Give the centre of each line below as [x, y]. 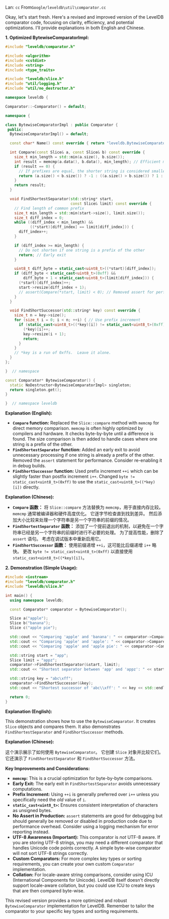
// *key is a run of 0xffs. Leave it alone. [63, 353]
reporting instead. [31, 832]
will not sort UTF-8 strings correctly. [50, 853]
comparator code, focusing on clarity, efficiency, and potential [70, 22]
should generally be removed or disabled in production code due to [82, 821]
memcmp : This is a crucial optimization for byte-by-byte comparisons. [83, 778]
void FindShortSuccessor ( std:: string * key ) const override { [75, 311]
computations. [27, 789]
